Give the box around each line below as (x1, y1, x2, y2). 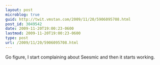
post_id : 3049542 (5, 21, 42, 27)
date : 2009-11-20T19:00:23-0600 (5, 26, 74, 31)
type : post (5, 36, 29, 41)
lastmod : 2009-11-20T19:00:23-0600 (5, 31, 81, 36)
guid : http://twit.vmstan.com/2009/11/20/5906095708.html (5, 17, 131, 22)
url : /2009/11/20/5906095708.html (5, 40, 79, 45)
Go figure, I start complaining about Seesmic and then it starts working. (5, 54, 155, 60)
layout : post (5, 7, 33, 13)
